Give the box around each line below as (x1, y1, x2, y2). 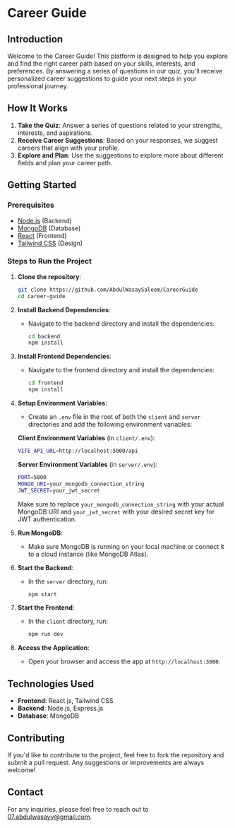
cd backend (28, 333, 61, 340)
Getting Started (7, 179, 77, 191)
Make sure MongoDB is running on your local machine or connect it (28, 542, 224, 550)
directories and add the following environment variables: (28, 420, 193, 429)
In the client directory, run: (28, 617, 108, 626)
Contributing (7, 732, 65, 744)
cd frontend (28, 379, 64, 386)
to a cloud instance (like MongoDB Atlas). (28, 550, 149, 558)
